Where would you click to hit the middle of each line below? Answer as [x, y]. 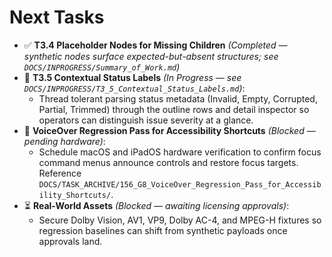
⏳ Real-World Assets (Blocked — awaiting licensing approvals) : [156, 205]
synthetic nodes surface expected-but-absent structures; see [151, 56]
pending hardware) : [64, 141]
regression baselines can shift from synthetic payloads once [163, 230]
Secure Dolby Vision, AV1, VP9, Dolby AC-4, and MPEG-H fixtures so [180, 220]
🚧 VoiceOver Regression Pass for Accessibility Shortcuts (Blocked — [169, 130]
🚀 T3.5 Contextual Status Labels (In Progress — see [132, 77]
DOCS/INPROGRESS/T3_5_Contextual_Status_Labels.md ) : [134, 88]
